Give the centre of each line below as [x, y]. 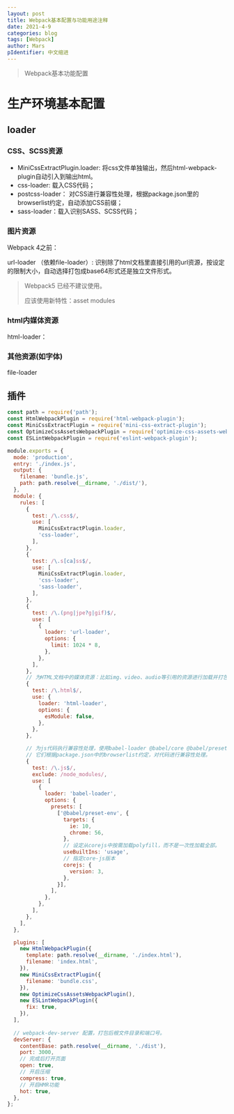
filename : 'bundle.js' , [54, 477]
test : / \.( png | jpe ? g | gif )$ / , [75, 613]
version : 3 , [87, 872]
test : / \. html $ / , [57, 690]
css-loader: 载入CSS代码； [56, 185]
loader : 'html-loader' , [73, 703]
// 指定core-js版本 [89, 859]
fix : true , [41, 1007]
